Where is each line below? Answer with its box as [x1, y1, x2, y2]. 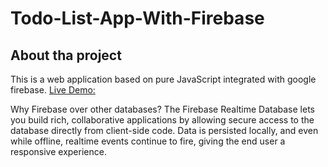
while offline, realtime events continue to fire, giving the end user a [10, 135, 286, 147]
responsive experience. [10, 146, 107, 157]
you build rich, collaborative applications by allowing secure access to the [10, 114, 315, 126]
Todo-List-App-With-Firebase [10, 7, 265, 30]
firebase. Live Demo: [10, 84, 96, 96]
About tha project [10, 47, 122, 64]
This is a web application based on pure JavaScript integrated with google [10, 73, 317, 85]
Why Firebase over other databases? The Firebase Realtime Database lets [10, 103, 315, 115]
